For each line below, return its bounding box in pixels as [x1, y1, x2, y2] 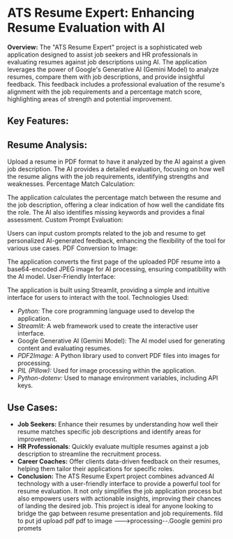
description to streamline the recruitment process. [17, 450, 162, 458]
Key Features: [7, 115, 69, 127]
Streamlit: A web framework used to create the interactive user [17, 322, 199, 330]
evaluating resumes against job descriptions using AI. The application [7, 57, 207, 66]
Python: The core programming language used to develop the [17, 307, 195, 315]
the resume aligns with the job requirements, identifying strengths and [7, 173, 209, 181]
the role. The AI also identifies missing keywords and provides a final [7, 208, 204, 217]
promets [17, 524, 42, 532]
